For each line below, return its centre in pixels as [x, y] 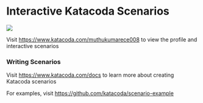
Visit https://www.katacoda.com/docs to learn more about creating [90, 75]
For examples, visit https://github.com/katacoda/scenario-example [90, 93]
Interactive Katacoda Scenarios [88, 11]
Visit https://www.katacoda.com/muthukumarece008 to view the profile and [102, 39]
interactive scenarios [33, 46]
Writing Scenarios [34, 62]
